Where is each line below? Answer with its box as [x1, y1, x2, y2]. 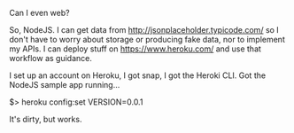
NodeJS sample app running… [9, 80, 120, 90]
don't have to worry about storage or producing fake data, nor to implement [9, 35, 285, 44]
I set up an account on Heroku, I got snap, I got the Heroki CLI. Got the [9, 70, 267, 81]
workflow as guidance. [9, 53, 93, 63]
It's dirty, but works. [9, 114, 82, 124]
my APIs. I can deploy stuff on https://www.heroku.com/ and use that [9, 43, 261, 54]
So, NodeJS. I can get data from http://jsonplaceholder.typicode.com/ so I [9, 25, 279, 35]
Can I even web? [9, 8, 70, 18]
